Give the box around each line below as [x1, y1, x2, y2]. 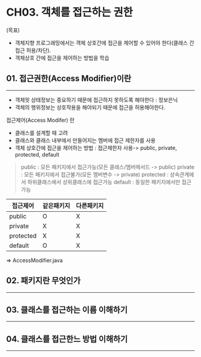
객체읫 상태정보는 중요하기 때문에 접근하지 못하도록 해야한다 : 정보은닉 [14, 96, 178, 103]
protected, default [14, 151, 60, 158]
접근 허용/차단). [14, 46, 51, 54]
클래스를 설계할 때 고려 [14, 129, 68, 136]
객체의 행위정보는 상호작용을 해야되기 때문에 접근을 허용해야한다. [14, 103, 166, 111]
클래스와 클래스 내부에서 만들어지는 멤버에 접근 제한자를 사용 [14, 136, 156, 144]
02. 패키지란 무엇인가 [6, 275, 81, 286]
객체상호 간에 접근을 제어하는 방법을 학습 [14, 54, 109, 61]
